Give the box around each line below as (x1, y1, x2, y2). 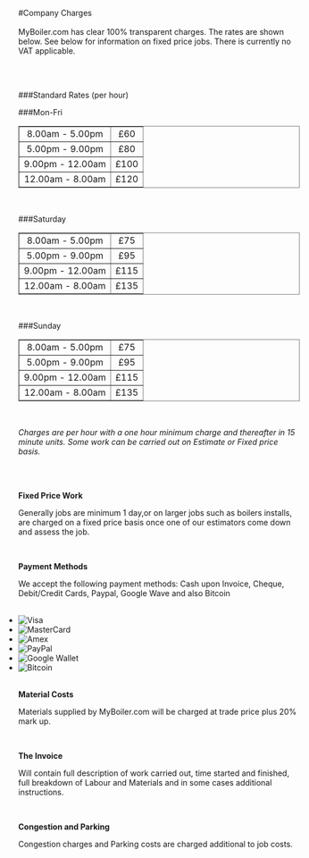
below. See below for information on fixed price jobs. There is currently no (18, 36, 292, 46)
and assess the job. (18, 526, 90, 537)
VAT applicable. (18, 46, 76, 56)
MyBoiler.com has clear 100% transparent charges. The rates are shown (18, 27, 284, 37)
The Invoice (18, 751, 63, 761)
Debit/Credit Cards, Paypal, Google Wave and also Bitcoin (18, 588, 230, 598)
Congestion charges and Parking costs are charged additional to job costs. (18, 839, 293, 849)
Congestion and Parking (18, 821, 110, 832)
